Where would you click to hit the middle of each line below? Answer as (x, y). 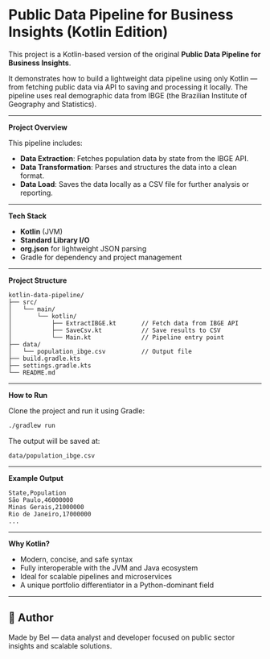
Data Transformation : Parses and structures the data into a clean (128, 167)
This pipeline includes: (45, 143)
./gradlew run (32, 425)
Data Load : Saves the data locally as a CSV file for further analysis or (134, 184)
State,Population (37, 493)
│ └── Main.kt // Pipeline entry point (117, 337)
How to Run (28, 395)
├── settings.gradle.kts (50, 365)
